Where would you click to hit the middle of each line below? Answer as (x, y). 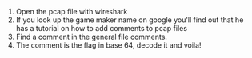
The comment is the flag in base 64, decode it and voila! (108, 45)
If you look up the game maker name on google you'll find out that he (130, 20)
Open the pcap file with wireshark (72, 12)
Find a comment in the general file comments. (92, 37)
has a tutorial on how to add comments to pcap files (102, 28)
